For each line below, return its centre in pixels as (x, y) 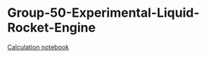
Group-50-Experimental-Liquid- (104, 13)
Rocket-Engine (52, 28)
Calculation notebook (38, 47)
